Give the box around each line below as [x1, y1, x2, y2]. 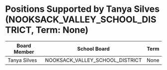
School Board [77, 45, 110, 52]
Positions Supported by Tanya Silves [5, 3, 160, 15]
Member [13, 48, 34, 55]
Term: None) [35, 25, 88, 35]
